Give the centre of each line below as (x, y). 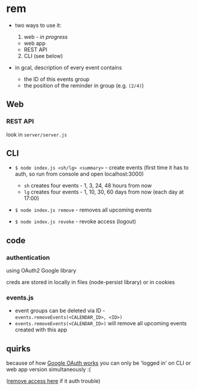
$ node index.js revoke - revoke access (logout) (75, 222)
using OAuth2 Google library (41, 271)
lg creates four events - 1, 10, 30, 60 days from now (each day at (104, 192)
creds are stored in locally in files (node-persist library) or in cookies (91, 282)
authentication (28, 258)
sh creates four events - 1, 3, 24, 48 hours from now (88, 186)
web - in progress (46, 37)
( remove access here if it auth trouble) (53, 381)
